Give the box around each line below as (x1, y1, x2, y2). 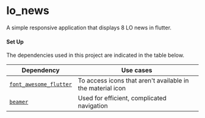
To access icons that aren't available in (77, 76, 189, 85)
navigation (77, 101, 108, 110)
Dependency (21, 66, 60, 75)
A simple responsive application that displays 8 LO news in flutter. (6, 24, 172, 31)
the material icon (77, 84, 126, 92)
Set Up (6, 38, 24, 45)
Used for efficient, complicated (77, 94, 167, 103)
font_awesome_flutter (9, 81, 72, 88)
